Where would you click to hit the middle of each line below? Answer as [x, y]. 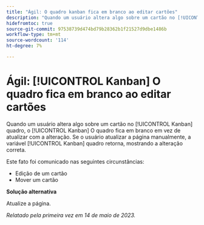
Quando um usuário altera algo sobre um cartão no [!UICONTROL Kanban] [100, 124]
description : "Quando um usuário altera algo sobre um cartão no [90, 18]
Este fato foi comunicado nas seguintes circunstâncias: [75, 161]
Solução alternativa [32, 192]
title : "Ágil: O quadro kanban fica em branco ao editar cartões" [92, 12]
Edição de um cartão [41, 173]
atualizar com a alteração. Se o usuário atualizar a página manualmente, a [99, 137]
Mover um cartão [37, 179]
